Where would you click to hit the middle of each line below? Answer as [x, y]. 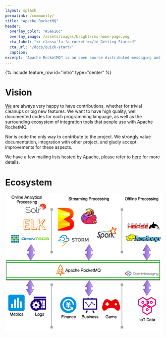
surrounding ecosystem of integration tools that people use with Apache [79, 122]
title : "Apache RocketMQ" [32, 21]
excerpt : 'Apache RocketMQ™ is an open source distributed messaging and [83, 58]
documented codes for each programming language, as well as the [74, 117]
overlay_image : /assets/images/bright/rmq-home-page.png [70, 37]
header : [13, 26]
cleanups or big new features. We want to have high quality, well [71, 111]
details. [13, 162]
